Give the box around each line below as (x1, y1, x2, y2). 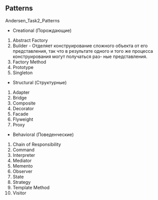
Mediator (12, 157, 32, 163)
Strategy (12, 179, 31, 185)
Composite (12, 100, 36, 106)
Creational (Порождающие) (12, 27, 72, 34)
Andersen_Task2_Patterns (5, 17, 60, 23)
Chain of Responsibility (12, 141, 61, 147)
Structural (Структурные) (12, 79, 67, 85)
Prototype (12, 64, 34, 70)
